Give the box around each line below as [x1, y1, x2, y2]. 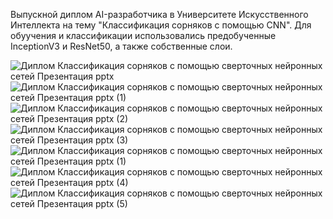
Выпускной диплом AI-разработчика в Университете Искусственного [10, 9, 309, 20]
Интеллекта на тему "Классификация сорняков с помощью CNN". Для [10, 19, 312, 31]
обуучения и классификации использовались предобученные [10, 30, 277, 41]
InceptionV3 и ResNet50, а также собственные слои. [10, 40, 233, 52]
